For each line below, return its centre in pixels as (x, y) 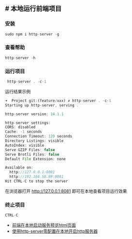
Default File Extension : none (36, 159)
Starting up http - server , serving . (42, 105)
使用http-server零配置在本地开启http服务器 (55, 231)
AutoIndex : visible (25, 145)
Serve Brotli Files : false (32, 154)
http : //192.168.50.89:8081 (37, 177)
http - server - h (20, 58)
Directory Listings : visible (34, 141)
